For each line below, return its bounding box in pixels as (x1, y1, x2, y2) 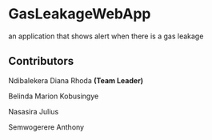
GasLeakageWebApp (8, 5, 151, 23)
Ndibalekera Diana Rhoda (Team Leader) (8, 75, 144, 85)
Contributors (8, 54, 74, 68)
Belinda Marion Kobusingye (8, 91, 99, 101)
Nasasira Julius (8, 106, 59, 116)
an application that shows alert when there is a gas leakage (8, 31, 204, 41)
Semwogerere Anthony (8, 122, 85, 132)
